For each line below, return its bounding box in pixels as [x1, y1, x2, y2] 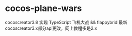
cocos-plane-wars [5, 3, 82, 14]
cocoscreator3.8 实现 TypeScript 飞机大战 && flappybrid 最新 [5, 19, 128, 25]
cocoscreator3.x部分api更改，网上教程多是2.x [5, 25, 97, 31]
